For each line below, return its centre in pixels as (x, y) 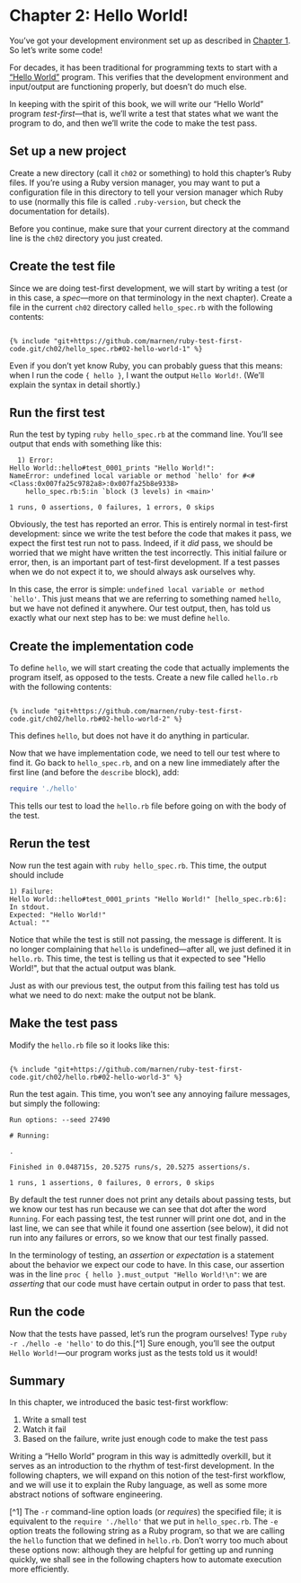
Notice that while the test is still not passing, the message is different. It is (146, 939)
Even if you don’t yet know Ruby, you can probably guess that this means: (146, 366)
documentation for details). (59, 211)
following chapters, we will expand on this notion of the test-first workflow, (147, 1475)
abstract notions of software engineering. (86, 1495)
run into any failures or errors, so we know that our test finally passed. (139, 1237)
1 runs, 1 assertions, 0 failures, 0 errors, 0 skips (112, 1182)
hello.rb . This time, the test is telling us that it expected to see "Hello (138, 959)
